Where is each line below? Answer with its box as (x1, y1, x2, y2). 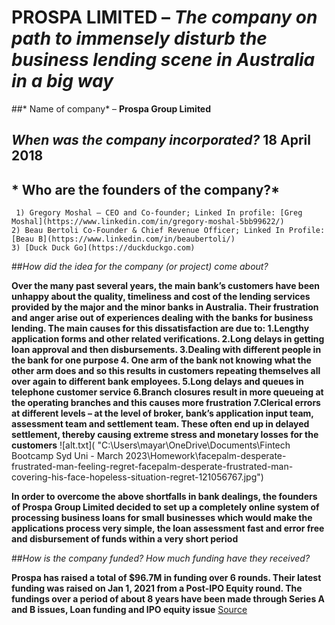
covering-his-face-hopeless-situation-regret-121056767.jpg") (11, 471, 264, 483)
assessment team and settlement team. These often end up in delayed (11, 418, 310, 430)
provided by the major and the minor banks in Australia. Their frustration (11, 301, 319, 313)
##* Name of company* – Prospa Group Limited (11, 102, 212, 115)
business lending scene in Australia (11, 49, 316, 71)
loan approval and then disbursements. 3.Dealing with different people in (11, 344, 322, 356)
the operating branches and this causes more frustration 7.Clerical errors (11, 397, 321, 409)
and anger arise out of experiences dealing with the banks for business (11, 312, 314, 324)
